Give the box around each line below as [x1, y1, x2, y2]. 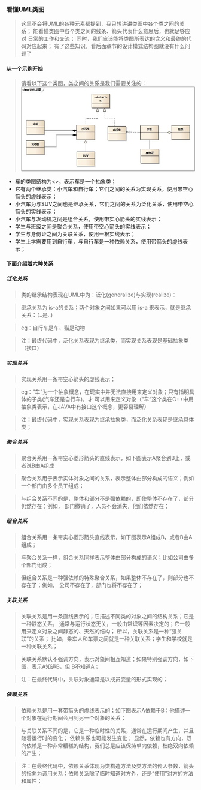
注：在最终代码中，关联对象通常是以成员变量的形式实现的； [20, 675, 168, 683]
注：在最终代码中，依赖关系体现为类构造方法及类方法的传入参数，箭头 [20, 762, 194, 769]
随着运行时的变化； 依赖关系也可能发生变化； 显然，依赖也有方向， [20, 734, 187, 741]
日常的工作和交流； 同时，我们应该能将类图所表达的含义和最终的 [28, 35, 187, 43]
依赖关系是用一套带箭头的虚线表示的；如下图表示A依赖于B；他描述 [20, 707, 185, 714]
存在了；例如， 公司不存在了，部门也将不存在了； [20, 582, 144, 589]
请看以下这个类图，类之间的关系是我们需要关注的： [20, 79, 147, 86]
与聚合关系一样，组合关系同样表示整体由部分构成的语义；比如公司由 [20, 554, 189, 561]
